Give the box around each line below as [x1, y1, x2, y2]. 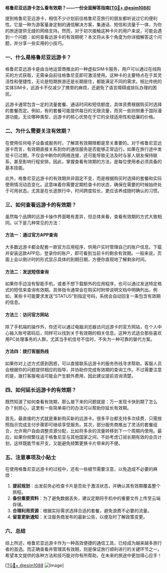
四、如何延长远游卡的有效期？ [5, 386, 77, 393]
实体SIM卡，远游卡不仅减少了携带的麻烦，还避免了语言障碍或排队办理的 [5, 84, 153, 91]
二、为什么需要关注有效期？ [5, 128, 72, 135]
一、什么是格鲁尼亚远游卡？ [5, 54, 72, 61]
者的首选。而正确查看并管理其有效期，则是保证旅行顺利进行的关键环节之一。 [5, 546, 162, 552]
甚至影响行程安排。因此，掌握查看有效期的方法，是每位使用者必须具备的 [13, 159, 162, 164]
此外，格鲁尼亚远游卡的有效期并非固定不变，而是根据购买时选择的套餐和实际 [5, 175, 162, 181]
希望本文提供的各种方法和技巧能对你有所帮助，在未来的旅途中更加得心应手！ [5, 552, 162, 558]
